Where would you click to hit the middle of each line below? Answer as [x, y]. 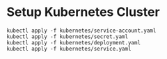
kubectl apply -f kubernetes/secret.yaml [67, 36]
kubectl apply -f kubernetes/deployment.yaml [73, 42]
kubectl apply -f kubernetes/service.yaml [69, 49]
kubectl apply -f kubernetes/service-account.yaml [81, 31]
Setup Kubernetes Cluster [83, 12]
